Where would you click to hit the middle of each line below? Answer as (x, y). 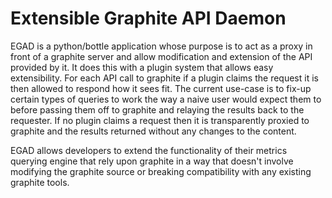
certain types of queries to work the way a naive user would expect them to (166, 99)
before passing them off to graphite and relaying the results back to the (157, 109)
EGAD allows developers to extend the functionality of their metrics (149, 150)
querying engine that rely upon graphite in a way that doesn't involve (152, 161)
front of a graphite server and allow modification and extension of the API (161, 56)
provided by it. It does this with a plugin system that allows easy (142, 67)
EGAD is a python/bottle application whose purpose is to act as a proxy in (161, 46)
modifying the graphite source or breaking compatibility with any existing (161, 171)
